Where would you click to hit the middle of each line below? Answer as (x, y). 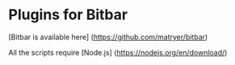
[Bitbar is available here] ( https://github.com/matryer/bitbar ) (108, 37)
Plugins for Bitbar (68, 15)
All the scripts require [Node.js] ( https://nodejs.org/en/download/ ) (118, 52)
